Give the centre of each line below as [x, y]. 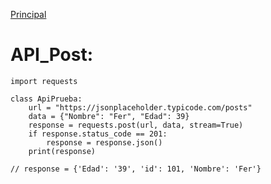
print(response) [62, 151]
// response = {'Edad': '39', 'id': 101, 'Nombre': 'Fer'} [136, 169]
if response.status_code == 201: [98, 134]
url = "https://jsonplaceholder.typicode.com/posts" [140, 107]
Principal [28, 14]
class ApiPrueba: [46, 99]
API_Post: [52, 55]
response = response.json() [104, 142]
